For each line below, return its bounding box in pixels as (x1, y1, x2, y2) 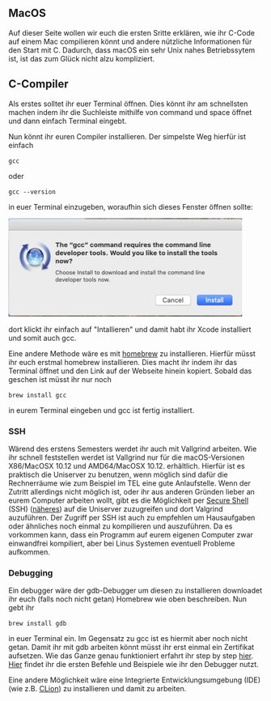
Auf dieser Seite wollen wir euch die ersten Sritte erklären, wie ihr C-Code (8, 28, 255, 37)
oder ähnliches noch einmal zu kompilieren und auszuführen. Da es (8, 521, 233, 531)
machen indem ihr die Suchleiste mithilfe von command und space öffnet (8, 107, 252, 117)
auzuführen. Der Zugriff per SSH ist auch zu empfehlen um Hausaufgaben (8, 512, 256, 522)
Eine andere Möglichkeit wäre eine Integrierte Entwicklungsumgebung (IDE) (8, 675, 261, 685)
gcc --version (8, 188, 57, 196)
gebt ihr (8, 603, 35, 613)
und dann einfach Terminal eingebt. (8, 116, 127, 125)
